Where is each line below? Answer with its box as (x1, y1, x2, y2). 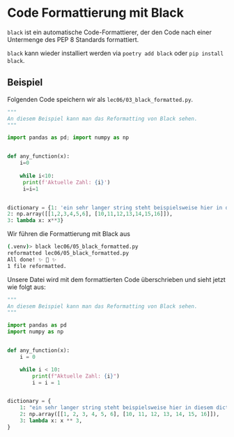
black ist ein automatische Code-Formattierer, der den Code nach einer (7, 28, 212, 36)
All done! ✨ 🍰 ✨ (7, 256, 57, 263)
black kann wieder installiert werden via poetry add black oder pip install (7, 49, 224, 57)
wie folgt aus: (7, 283, 47, 291)
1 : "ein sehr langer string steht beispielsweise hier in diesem (19, 404, 214, 411)
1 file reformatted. (7, 262, 68, 269)
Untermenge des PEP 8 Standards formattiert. (7, 35, 139, 43)
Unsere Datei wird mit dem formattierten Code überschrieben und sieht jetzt (7, 275, 226, 283)
